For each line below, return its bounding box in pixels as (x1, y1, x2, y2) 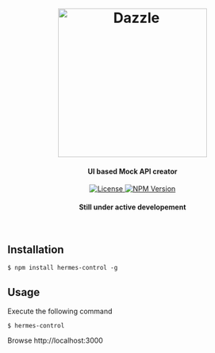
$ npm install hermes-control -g (7, 264, 118, 272)
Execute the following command (7, 306, 113, 317)
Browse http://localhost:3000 (7, 336, 104, 345)
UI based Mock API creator (87, 167, 178, 176)
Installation (7, 243, 64, 256)
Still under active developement (79, 202, 186, 212)
